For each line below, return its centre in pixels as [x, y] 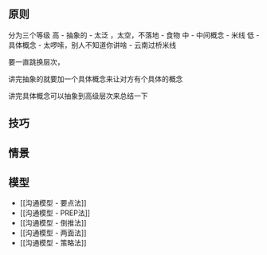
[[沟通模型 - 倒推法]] [53, 223]
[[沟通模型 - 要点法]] [53, 203]
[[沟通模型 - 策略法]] [53, 243]
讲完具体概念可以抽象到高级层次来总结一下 [78, 96]
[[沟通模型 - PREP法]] [55, 213]
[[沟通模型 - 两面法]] [53, 233]
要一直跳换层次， [36, 61]
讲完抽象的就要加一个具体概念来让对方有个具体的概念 [96, 79]
